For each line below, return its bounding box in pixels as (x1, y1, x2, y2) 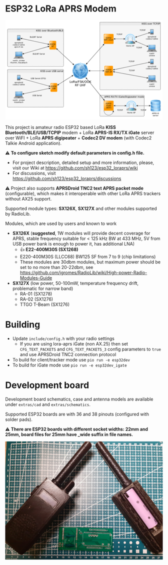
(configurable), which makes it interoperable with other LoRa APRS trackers (5, 190, 161, 196)
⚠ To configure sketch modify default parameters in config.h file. (5, 149, 145, 155)
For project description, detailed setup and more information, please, (12, 159, 154, 165)
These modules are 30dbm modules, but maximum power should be (19, 258, 161, 265)
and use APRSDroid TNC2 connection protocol (19, 351, 116, 357)
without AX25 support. (5, 195, 52, 201)
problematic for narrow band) (12, 285, 73, 291)
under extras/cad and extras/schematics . (5, 401, 91, 407)
